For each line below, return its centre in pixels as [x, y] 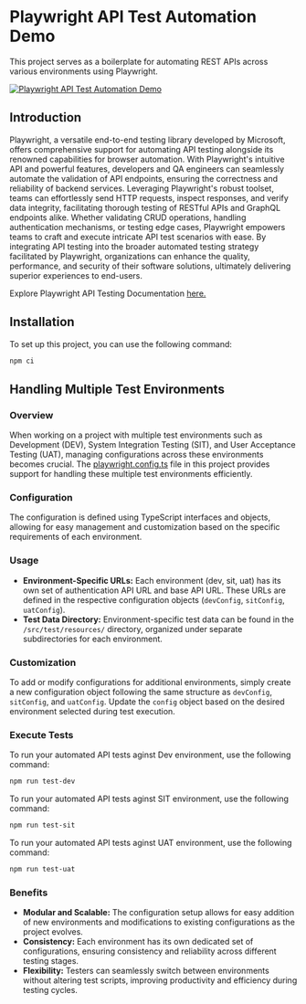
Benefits [29, 893]
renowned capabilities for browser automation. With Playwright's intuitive [147, 159]
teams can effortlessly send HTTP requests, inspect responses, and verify [149, 197]
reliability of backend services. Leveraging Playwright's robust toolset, [142, 188]
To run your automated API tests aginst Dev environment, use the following [150, 755]
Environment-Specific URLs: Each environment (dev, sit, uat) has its [152, 580]
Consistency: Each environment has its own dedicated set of [138, 942]
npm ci [22, 361]
